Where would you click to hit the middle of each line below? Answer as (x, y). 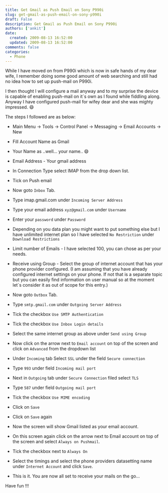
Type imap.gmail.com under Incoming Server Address (67, 200)
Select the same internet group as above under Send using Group (79, 334)
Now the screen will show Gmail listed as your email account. (75, 427)
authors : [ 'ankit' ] (25, 29)
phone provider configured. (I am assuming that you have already (80, 269)
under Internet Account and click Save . (53, 466)
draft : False (19, 19)
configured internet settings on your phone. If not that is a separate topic (87, 275)
